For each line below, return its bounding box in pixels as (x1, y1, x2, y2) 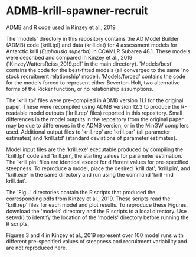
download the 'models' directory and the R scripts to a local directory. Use (6, 207, 187, 214)
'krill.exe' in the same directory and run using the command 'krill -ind (6, 171, 174, 178)
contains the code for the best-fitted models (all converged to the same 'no (6, 66, 190, 73)
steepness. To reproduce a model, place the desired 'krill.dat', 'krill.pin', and (6, 164, 190, 172)
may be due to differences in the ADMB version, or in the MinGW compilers (6, 122, 189, 129)
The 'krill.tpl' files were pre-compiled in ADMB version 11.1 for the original (6, 96, 184, 104)
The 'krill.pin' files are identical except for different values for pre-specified (6, 158, 189, 165)
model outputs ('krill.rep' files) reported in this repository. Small (28, 109, 183, 116)
